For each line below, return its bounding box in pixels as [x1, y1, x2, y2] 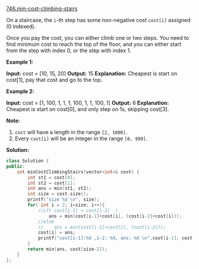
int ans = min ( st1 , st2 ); [27, 185, 92, 192]
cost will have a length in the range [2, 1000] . [14, 129, 128, 135]
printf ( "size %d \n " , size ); [27, 197, 100, 202]
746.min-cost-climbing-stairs [6, 5, 78, 12]
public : [6, 163, 26, 169]
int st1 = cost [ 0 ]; [27, 175, 76, 181]
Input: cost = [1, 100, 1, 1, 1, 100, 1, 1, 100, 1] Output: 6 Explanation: [6, 99, 169, 106]
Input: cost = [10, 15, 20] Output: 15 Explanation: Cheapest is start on [6, 70, 178, 77]
